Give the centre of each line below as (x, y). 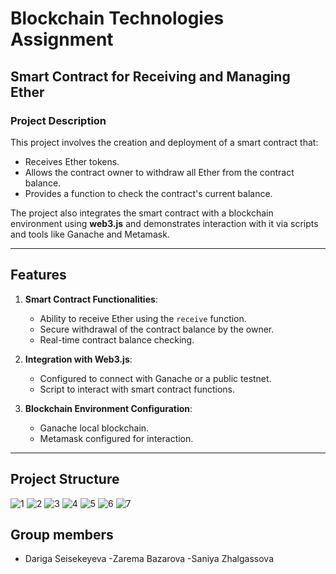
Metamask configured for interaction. (116, 438)
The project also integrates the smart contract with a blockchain (142, 213)
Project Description (58, 120)
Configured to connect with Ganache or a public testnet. (155, 378)
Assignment (62, 39)
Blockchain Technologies (117, 18)
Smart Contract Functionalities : (91, 299)
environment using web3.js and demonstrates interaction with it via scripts (164, 223)
